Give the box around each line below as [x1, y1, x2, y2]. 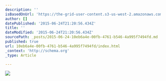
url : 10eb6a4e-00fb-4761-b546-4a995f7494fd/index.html [5, 44, 121, 49]
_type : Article [5, 53, 37, 58]
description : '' [5, 7, 39, 12]
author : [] [5, 16, 28, 21]
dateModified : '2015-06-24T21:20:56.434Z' [5, 30, 94, 35]
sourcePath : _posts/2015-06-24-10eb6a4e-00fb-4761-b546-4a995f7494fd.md [5, 35, 158, 40]
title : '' [5, 26, 26, 30]
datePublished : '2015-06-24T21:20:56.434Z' [5, 21, 96, 26]
